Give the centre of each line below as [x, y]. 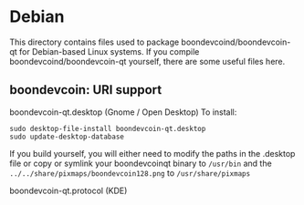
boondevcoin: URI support [86, 90]
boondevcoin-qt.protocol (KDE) [68, 190]
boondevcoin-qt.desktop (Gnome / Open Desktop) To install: [123, 112]
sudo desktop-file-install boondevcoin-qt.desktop [108, 128]
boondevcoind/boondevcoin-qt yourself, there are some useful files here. [147, 61]
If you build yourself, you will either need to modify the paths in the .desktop [152, 153]
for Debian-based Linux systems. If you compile [110, 51]
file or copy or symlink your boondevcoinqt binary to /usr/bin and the [141, 163]
